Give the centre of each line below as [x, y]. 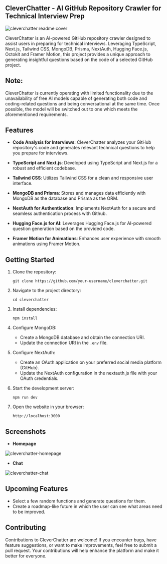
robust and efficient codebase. [44, 168]
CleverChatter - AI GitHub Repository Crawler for [83, 8]
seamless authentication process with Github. [59, 213]
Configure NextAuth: [34, 353]
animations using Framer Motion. [46, 244]
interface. [22, 183]
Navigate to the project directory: [47, 291]
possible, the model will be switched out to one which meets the [71, 109]
